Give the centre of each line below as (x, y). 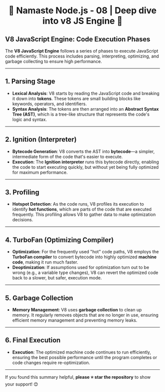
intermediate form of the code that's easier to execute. (67, 156)
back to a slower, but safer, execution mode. (57, 278)
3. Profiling (22, 193)
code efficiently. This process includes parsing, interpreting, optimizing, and (82, 56)
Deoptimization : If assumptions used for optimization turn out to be (81, 268)
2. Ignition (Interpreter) (41, 139)
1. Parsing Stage (30, 81)
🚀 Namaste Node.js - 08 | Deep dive (82, 11)
